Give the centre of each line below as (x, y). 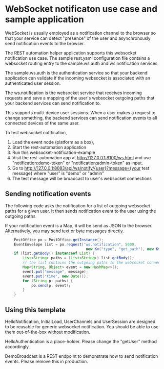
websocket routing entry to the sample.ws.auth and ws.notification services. (82, 63)
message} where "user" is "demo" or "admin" (58, 173)
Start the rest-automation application (49, 147)
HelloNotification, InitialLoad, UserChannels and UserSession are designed (80, 321)
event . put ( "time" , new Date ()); (56, 276)
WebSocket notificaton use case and (81, 9)
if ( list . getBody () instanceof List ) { (54, 253)
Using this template (35, 310)
